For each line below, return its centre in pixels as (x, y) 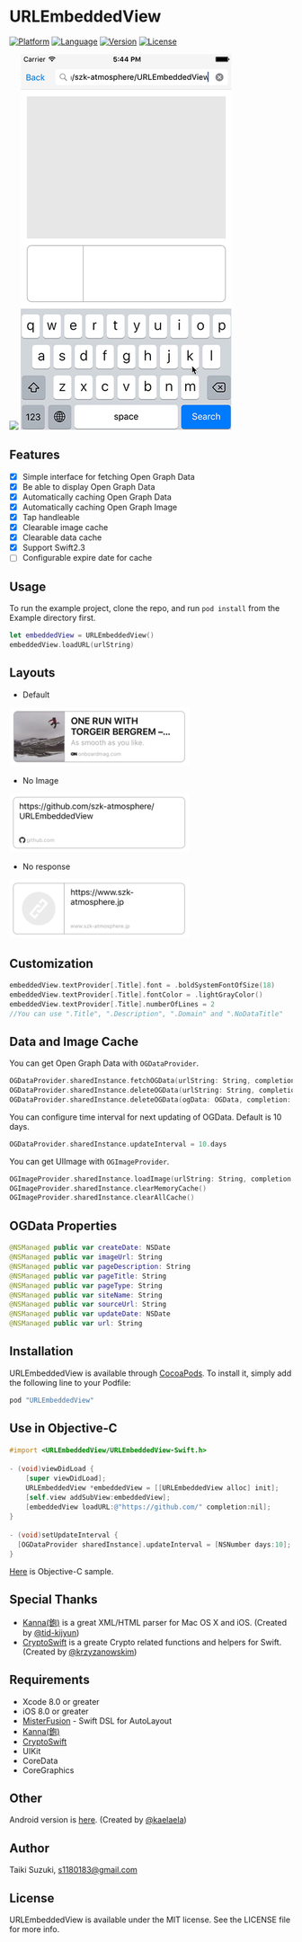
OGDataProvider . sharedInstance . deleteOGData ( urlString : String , (132, 1091)
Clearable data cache (62, 537)
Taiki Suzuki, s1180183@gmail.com (73, 1870)
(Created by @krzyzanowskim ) (80, 1652)
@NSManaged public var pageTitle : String (88, 1276)
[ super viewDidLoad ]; (66, 1479)
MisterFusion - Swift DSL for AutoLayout (97, 1720)
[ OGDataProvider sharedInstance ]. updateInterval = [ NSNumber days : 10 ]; (155, 1545)
